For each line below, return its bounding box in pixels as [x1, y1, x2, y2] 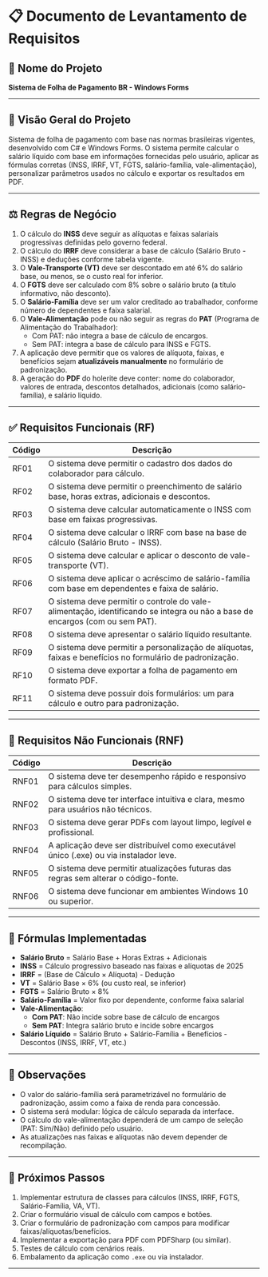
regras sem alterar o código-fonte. [48, 873, 179, 884]
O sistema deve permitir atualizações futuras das [48, 863, 231, 874]
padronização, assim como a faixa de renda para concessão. [19, 1098, 221, 1107]
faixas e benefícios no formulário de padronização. [48, 652, 239, 663]
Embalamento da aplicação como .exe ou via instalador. [19, 1251, 204, 1261]
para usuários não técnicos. [48, 804, 152, 815]
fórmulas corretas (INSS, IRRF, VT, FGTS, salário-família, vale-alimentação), [8, 160, 258, 170]
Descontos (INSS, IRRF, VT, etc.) [19, 1038, 128, 1048]
